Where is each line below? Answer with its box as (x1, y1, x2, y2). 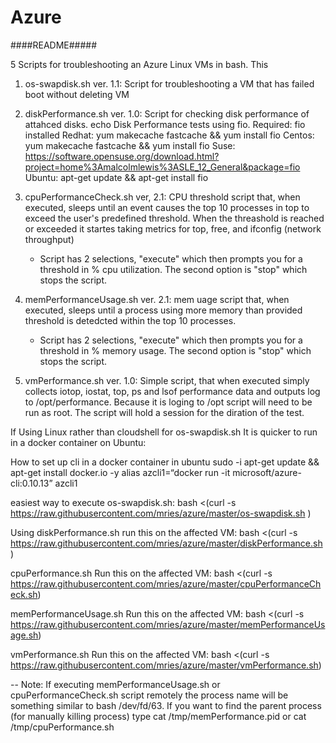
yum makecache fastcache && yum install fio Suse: (24, 139, 236, 151)
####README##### (10, 39, 98, 51)
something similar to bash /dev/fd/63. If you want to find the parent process (10, 699, 322, 711)
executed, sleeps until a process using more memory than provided (24, 304, 303, 316)
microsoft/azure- (232, 466, 302, 478)
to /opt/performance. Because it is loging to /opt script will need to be (24, 396, 313, 408)
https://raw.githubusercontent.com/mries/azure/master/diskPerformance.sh (10, 537, 323, 549)
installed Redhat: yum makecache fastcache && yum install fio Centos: (24, 129, 315, 141)
